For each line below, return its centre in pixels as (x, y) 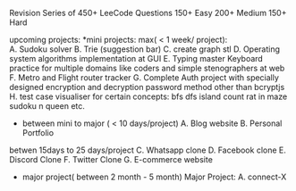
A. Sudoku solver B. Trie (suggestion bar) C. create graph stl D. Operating (144, 49)
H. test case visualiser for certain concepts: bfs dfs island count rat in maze (148, 96)
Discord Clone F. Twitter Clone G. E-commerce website (111, 159)
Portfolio (38, 133)
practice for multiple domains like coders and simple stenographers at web (147, 68)
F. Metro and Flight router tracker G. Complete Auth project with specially (144, 78)
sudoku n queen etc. (47, 106)
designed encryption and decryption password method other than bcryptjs (147, 87)
